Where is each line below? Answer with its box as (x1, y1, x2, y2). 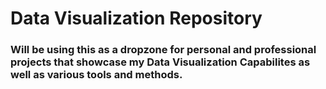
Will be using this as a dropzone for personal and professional (10, 43, 317, 57)
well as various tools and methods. (10, 68, 183, 82)
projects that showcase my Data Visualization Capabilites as (10, 55, 311, 69)
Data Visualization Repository (10, 7, 263, 30)
